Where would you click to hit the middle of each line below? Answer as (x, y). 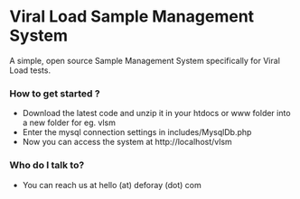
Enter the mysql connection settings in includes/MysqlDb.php (137, 132)
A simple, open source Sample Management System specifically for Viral (145, 60)
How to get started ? (55, 94)
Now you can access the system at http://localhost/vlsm (127, 142)
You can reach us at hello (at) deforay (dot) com (112, 185)
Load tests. (30, 70)
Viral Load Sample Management (132, 17)
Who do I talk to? (47, 166)
